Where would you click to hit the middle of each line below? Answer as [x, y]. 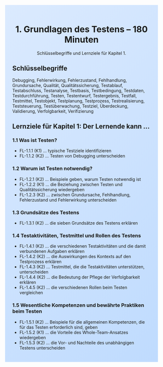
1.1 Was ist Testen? [35, 140]
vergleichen [31, 293]
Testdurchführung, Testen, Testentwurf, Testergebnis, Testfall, [75, 96]
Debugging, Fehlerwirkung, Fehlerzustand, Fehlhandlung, [70, 80]
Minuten [81, 40]
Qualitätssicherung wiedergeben [52, 190]
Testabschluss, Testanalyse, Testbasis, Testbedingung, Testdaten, [79, 90]
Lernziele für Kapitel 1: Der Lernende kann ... [81, 127]
